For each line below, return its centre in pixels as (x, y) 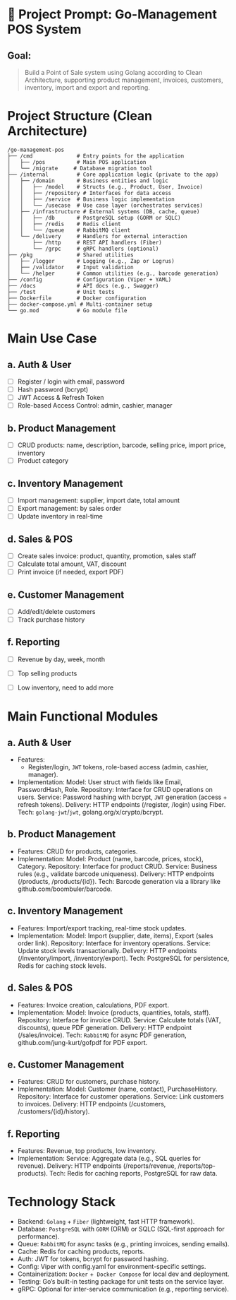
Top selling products (47, 673)
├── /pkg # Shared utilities (70, 255)
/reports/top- (197, 1166)
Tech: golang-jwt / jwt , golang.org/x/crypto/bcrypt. (91, 812)
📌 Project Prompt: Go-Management (112, 14)
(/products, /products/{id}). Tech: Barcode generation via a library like (119, 881)
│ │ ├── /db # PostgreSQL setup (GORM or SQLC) (94, 218)
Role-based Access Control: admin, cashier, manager (95, 406)
